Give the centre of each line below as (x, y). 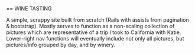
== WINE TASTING (29, 9)
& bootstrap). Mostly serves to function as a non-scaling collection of (90, 26)
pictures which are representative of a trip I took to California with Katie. (94, 32)
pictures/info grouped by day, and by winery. (61, 45)
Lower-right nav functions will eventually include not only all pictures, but (95, 38)
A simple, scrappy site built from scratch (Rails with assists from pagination (97, 20)
